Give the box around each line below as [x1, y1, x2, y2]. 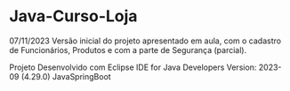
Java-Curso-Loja [9, 6, 138, 27]
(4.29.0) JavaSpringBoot [20, 71, 111, 81]
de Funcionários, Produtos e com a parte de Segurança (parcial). [9, 44, 247, 55]
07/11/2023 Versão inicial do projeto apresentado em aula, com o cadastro [9, 35, 282, 46]
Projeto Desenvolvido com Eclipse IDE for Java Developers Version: [9, 62, 257, 72]
